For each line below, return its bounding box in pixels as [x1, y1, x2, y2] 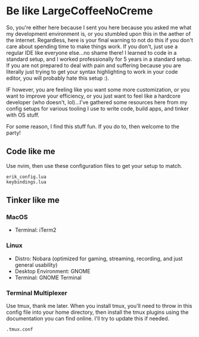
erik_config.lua [6, 174, 46, 180]
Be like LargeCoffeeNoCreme [6, 4, 153, 18]
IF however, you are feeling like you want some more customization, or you [6, 86, 190, 93]
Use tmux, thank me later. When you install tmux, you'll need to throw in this [6, 302, 192, 310]
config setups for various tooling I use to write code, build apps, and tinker [6, 105, 189, 112]
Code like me [6, 146, 55, 157]
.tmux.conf [6, 326, 33, 333]
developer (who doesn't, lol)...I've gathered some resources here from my [6, 98, 188, 105]
